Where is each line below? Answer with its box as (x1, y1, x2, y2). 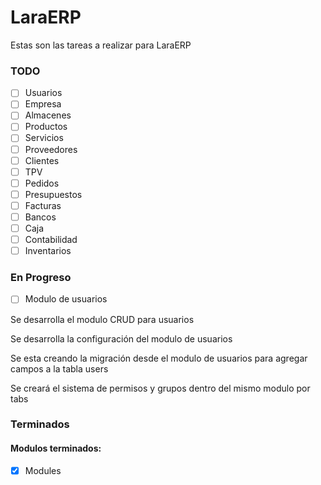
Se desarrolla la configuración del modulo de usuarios (10, 332, 233, 345)
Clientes (24, 154, 60, 166)
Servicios (24, 132, 64, 144)
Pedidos (24, 177, 60, 189)
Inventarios (24, 245, 72, 257)
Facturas (24, 199, 62, 211)
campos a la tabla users (10, 362, 109, 375)
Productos (24, 121, 68, 133)
